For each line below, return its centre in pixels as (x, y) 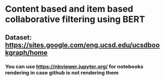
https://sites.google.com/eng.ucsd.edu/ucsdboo (82, 45)
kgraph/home (26, 52)
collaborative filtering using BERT (75, 19)
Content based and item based (69, 9)
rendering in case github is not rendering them (62, 73)
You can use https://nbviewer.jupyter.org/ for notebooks (74, 66)
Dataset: (18, 37)
